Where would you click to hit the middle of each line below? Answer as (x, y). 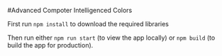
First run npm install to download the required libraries (88, 24)
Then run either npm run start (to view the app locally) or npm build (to (111, 38)
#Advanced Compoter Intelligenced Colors (70, 10)
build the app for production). (50, 45)
